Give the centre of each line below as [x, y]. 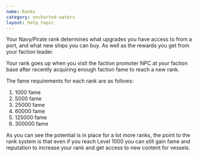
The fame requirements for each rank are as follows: [70, 81]
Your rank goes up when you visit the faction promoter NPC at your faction [97, 63]
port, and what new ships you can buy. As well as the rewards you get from [98, 45]
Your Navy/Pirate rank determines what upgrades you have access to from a [99, 40]
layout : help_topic [30, 22]
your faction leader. [30, 52]
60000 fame [30, 111]
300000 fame [31, 124]
